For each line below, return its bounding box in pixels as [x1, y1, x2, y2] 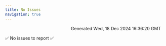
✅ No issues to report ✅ [5, 35, 54, 41]
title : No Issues [5, 7, 41, 12]
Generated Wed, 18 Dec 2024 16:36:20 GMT [71, 25, 161, 31]
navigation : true [5, 12, 41, 17]
